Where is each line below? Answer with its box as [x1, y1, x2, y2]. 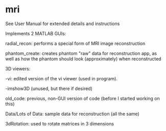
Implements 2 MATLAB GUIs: [5, 30, 66, 36]
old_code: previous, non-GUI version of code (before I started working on [5, 95, 160, 101]
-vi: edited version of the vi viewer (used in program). [5, 75, 117, 81]
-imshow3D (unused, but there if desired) [5, 85, 93, 92]
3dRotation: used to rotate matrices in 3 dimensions [5, 120, 114, 126]
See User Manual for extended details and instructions [5, 20, 120, 27]
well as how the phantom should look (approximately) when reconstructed [5, 55, 162, 62]
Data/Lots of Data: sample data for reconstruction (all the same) [5, 111, 139, 117]
